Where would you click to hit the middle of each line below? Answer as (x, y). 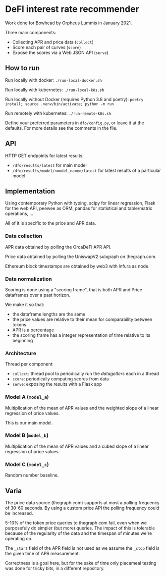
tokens (19, 324)
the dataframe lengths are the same (49, 314)
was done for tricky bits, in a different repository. (55, 568)
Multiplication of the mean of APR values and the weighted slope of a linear (82, 408)
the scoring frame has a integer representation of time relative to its (81, 335)
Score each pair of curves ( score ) (47, 47)
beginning (23, 340)
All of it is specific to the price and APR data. (51, 223)
